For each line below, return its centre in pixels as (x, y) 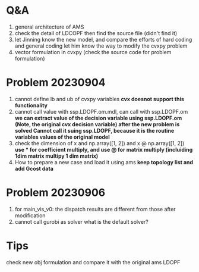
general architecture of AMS (49, 27)
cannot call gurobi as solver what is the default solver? (81, 221)
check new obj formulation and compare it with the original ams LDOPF (93, 262)
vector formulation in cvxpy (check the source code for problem (93, 52)
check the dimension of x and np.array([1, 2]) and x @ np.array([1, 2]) (99, 143)
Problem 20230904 (56, 82)
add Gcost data (34, 168)
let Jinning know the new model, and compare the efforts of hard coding (103, 39)
